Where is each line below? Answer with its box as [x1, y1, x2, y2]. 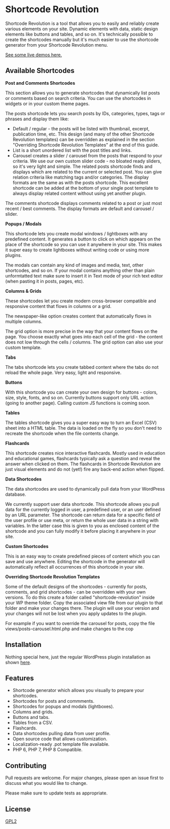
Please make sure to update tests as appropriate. [5, 790, 108, 796]
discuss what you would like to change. [5, 780, 88, 786]
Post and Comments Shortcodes [5, 80, 75, 86]
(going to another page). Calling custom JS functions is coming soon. [5, 400, 151, 406]
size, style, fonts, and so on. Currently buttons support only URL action [5, 394, 154, 400]
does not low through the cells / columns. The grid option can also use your [5, 339, 163, 345]
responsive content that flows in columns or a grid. [5, 303, 112, 309]
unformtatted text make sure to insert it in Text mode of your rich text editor [5, 272, 163, 279]
